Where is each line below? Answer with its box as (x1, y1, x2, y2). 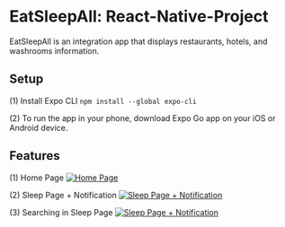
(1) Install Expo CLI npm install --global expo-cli (9, 95, 197, 106)
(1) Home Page (9, 172, 65, 183)
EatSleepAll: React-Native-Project (9, 6, 269, 27)
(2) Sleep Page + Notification (9, 189, 117, 200)
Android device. (9, 122, 68, 133)
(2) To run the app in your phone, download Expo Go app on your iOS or (9, 112, 276, 123)
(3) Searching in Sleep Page (9, 206, 113, 217)
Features (9, 148, 60, 163)
